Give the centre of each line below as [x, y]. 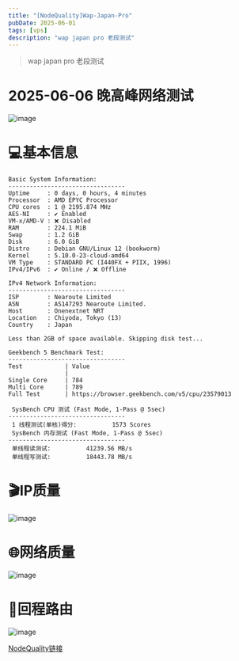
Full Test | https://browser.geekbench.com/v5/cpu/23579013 [120, 394]
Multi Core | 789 [46, 387]
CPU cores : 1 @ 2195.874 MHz [60, 207]
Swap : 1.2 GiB [44, 235]
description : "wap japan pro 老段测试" [72, 38]
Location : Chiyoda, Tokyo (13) [65, 318]
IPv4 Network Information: [53, 283]
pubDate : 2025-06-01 [42, 23]
